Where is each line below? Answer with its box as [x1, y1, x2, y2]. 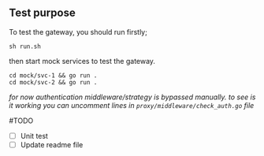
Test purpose [9, 6, 76, 20]
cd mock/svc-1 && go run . [9, 71, 98, 80]
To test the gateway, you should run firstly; [9, 27, 148, 36]
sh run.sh [9, 43, 42, 50]
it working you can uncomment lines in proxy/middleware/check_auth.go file [9, 100, 255, 110]
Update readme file [20, 139, 84, 149]
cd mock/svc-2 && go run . [9, 78, 98, 86]
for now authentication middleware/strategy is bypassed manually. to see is [9, 92, 256, 102]
